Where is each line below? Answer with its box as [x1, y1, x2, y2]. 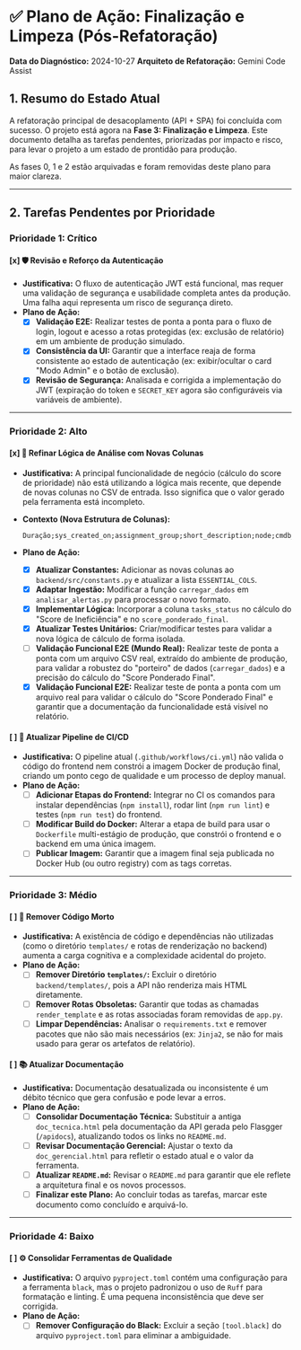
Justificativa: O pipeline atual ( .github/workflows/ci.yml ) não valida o [21, 752, 284, 763]
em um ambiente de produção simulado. [35, 336, 185, 347]
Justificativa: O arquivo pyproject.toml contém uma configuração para [21, 1273, 288, 1284]
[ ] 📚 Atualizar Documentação [9, 1059, 124, 1070]
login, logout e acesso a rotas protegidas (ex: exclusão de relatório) [35, 326, 285, 338]
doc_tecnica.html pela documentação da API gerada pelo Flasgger [35, 1121, 283, 1132]
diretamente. [35, 989, 83, 1000]
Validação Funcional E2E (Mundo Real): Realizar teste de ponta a [35, 642, 279, 653]
